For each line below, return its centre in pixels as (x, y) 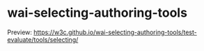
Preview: (20, 32)
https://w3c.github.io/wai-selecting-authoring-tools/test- (115, 32)
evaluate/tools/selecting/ (43, 39)
